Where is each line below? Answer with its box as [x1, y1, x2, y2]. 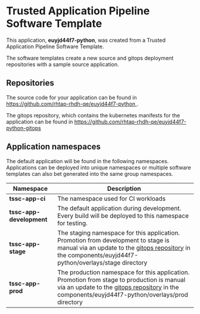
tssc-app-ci [9, 194, 46, 203]
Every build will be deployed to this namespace [57, 212, 189, 220]
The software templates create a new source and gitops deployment [6, 54, 174, 61]
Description [107, 184, 141, 192]
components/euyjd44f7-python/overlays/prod [57, 290, 189, 299]
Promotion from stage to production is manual [57, 275, 186, 284]
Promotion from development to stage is [57, 236, 170, 244]
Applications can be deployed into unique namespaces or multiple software [6, 164, 192, 171]
